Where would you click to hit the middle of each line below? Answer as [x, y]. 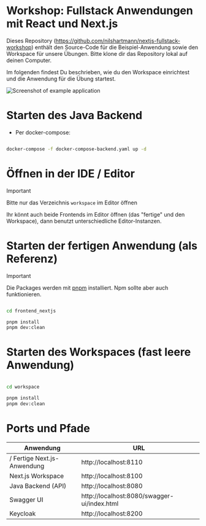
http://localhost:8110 [112, 462]
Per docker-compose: [43, 132]
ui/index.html [100, 503]
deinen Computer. [29, 60]
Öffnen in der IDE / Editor [71, 173]
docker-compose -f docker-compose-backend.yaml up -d [77, 149]
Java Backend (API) [38, 485]
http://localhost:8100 [112, 476]
